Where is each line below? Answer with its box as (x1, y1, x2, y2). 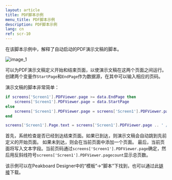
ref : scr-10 (5, 31, 31, 36)
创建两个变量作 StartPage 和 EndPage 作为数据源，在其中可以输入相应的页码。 (5, 73, 163, 79)
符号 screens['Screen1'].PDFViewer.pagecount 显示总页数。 (27, 152, 151, 158)
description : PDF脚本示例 (5, 22, 58, 27)
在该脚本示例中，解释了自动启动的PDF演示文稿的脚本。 (5, 46, 122, 52)
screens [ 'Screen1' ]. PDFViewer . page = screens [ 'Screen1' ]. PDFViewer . (14, 109, 164, 114)
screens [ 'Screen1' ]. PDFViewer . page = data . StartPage (14, 99, 130, 104)
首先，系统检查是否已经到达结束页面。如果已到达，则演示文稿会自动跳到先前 (5, 133, 167, 139)
